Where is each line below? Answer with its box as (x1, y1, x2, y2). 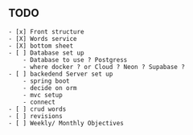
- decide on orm (23, 84, 78, 92)
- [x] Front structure (8, 27, 84, 35)
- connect (23, 98, 56, 106)
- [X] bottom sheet (8, 42, 74, 50)
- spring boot (23, 76, 70, 85)
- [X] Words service (8, 35, 78, 43)
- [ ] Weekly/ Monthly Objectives (8, 119, 125, 127)
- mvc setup (23, 91, 63, 99)
